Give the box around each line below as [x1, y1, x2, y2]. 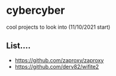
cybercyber [6, 4, 65, 17]
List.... [6, 41, 31, 51]
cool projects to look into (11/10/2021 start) [6, 23, 111, 31]
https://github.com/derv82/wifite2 [14, 63, 99, 70]
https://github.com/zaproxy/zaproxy [14, 56, 104, 63]
